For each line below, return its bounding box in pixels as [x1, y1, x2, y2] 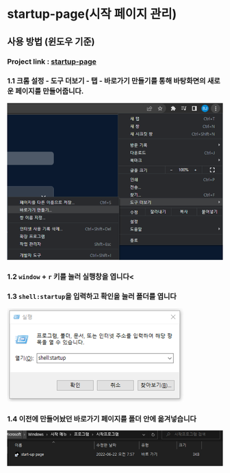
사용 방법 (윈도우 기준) [7, 36, 95, 47]
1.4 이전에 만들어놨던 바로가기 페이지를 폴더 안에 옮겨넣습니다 [7, 414, 197, 424]
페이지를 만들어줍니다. [14, 86, 84, 96]
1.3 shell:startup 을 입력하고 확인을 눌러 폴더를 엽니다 [7, 292, 177, 302]
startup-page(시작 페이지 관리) [7, 6, 177, 22]
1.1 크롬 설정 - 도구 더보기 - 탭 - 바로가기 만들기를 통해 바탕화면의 [7, 76, 206, 86]
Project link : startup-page [7, 56, 97, 66]
